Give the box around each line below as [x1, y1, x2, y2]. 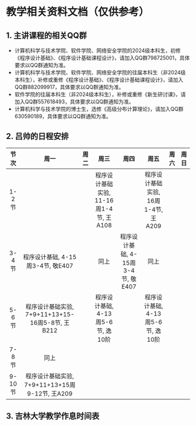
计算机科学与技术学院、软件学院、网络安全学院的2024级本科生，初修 [14, 47, 181, 54]
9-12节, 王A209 [27, 389, 73, 397]
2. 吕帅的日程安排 [6, 131, 69, 141]
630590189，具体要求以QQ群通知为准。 [14, 113, 112, 120]
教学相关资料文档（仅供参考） [6, 5, 150, 19]
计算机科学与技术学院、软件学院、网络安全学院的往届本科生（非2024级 [14, 69, 186, 76]
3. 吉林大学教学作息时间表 [6, 411, 100, 421]
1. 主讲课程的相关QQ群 [6, 30, 87, 40]
